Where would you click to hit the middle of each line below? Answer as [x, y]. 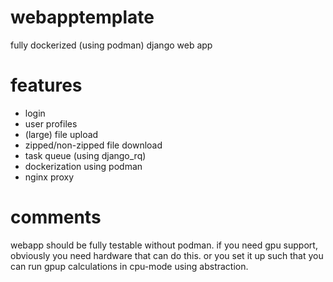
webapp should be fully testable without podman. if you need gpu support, [164, 245]
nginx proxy [49, 177]
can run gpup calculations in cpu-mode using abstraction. [129, 266]
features [46, 85]
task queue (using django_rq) [85, 155]
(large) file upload [61, 134]
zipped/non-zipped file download [93, 145]
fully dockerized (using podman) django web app [111, 45]
